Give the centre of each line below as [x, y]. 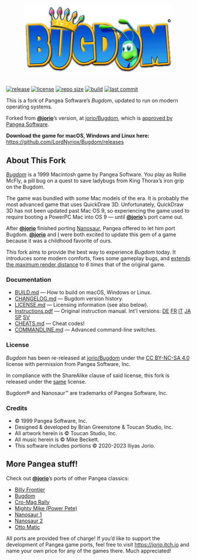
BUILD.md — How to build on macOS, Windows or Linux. [83, 292]
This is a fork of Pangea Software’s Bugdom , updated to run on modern [92, 101]
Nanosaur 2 [29, 521]
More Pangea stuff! [42, 464]
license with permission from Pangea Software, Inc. [68, 364]
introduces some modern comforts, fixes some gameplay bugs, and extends [98, 258]
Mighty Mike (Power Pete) [46, 508]
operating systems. [29, 107]
